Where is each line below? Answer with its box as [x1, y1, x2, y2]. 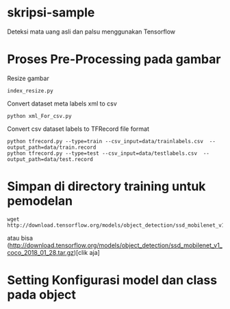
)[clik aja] [73, 248, 101, 256]
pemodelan [7, 193, 73, 209]
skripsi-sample [7, 5, 95, 21]
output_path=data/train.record [7, 144, 97, 151]
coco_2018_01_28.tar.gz [7, 248, 74, 256]
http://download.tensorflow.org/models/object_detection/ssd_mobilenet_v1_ [9, 241, 222, 249]
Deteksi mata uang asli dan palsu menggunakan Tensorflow [7, 27, 176, 36]
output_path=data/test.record [7, 156, 94, 162]
